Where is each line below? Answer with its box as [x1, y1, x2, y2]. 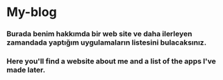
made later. [6, 65, 46, 75]
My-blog [6, 4, 57, 20]
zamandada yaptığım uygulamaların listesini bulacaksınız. [6, 38, 207, 47]
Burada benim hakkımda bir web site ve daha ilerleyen [6, 29, 192, 39]
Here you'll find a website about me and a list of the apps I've [6, 56, 216, 66]
